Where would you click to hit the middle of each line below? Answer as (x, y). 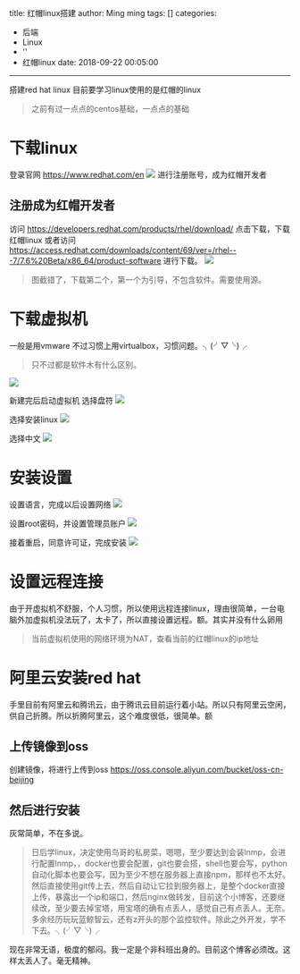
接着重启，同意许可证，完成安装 (68, 542)
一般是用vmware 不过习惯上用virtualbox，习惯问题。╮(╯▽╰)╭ (129, 345)
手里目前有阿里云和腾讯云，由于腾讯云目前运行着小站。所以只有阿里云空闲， (150, 704)
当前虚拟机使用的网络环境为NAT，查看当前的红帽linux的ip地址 (145, 639)
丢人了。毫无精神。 (60, 961)
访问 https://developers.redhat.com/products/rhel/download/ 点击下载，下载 (150, 229)
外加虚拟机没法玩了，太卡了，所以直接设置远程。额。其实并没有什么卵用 (150, 619)
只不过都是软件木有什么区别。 (86, 364)
